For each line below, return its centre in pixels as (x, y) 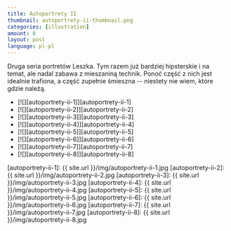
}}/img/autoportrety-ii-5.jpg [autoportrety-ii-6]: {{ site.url (89, 197)
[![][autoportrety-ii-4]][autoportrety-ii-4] (76, 124)
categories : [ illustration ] (48, 27)
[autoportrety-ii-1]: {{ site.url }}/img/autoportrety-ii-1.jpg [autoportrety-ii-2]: (116, 168)
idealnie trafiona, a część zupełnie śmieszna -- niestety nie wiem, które (110, 81)
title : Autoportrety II (42, 14)
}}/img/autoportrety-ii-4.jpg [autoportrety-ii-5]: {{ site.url (89, 190)
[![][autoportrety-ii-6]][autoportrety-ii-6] (76, 139)
